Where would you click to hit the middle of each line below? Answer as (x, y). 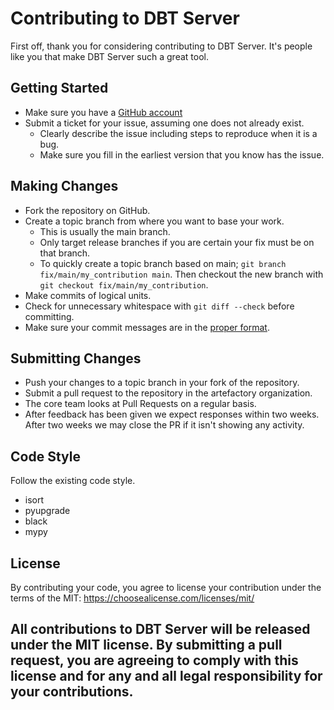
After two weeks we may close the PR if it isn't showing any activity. (164, 425)
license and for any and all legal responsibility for (166, 676)
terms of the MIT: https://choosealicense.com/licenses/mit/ (132, 598)
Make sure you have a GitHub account (103, 112)
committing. (49, 316)
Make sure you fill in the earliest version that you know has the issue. (182, 154)
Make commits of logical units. (88, 295)
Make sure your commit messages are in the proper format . (147, 327)
